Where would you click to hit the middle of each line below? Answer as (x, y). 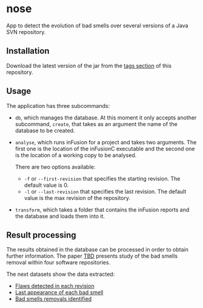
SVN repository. (26, 32)
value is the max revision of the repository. (77, 198)
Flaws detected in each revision (55, 286)
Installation (28, 51)
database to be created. (45, 130)
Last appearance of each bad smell (59, 292)
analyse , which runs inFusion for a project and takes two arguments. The (106, 142)
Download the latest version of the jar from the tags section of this (89, 65)
